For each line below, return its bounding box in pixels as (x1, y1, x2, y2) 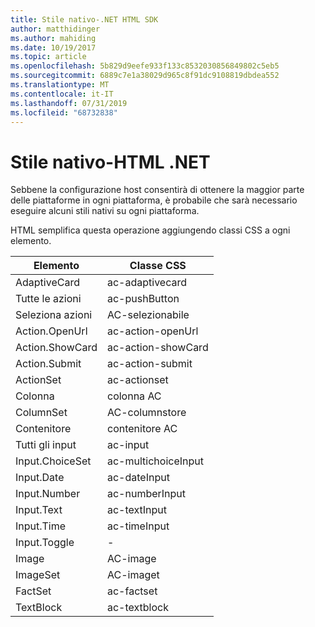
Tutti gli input (15, 438, 77, 452)
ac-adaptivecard (106, 276, 187, 290)
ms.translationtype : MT (10, 80, 110, 90)
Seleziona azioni (15, 308, 93, 322)
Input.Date (15, 471, 65, 485)
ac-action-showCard (106, 341, 209, 355)
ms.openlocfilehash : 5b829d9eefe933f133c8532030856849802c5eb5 (10, 61, 280, 71)
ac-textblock (106, 601, 169, 615)
